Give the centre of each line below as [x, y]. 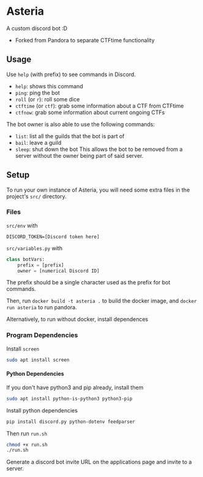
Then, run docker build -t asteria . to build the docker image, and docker [102, 301]
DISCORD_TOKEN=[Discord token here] [53, 237]
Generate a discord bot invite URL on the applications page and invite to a [99, 462]
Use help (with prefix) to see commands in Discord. [71, 74]
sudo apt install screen [38, 360]
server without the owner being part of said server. [79, 155]
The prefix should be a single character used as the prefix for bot [88, 282]
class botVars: [26, 259]
